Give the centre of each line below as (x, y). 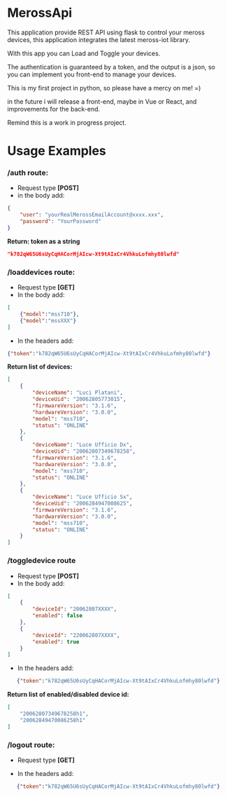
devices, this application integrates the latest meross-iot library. (99, 39)
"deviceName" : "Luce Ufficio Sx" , (82, 497)
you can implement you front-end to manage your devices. (92, 74)
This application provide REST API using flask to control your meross (106, 32)
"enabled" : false (57, 616)
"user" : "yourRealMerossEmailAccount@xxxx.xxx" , (92, 215)
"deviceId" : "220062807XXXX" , (76, 635)
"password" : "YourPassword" (60, 222)
